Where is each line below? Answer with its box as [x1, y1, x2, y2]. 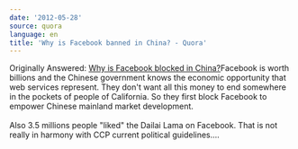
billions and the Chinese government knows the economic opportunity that [9, 73, 286, 83]
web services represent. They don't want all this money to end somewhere [9, 82, 286, 92]
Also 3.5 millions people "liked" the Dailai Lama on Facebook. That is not [9, 120, 278, 131]
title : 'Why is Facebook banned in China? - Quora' [9, 38, 207, 48]
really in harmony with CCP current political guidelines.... [9, 129, 221, 140]
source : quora [9, 22, 63, 31]
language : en [9, 30, 59, 39]
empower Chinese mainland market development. [9, 101, 194, 112]
